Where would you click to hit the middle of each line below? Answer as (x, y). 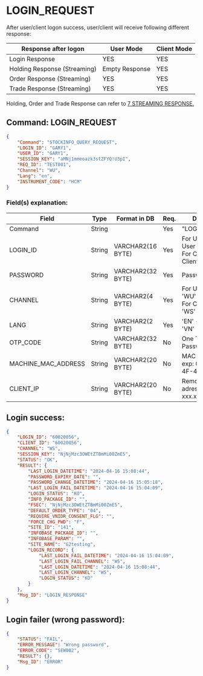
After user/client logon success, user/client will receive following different (98, 27)
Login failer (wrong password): (66, 620)
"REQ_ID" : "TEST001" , (44, 165)
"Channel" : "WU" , (39, 170)
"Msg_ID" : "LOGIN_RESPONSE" (52, 595)
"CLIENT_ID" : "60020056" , (50, 443)
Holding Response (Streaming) (53, 69)
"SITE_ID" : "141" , (51, 527)
